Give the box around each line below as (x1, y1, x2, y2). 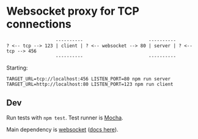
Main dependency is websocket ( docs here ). (6, 126, 119, 133)
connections (6, 17, 71, 31)
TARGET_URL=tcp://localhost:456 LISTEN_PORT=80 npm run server (6, 76, 171, 82)
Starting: (6, 64, 28, 71)
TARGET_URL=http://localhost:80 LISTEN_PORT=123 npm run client (6, 81, 174, 87)
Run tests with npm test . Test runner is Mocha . (6, 114, 123, 121)
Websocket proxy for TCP (6, 4, 139, 18)
